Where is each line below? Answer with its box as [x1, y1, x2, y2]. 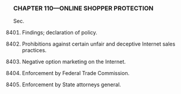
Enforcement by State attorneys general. [21, 81, 122, 88]
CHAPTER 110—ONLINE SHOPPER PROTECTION [13, 4, 154, 12]
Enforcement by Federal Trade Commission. [21, 70, 130, 77]
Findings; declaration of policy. [21, 29, 98, 36]
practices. [21, 47, 47, 54]
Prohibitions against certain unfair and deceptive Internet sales [21, 40, 176, 48]
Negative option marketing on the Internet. [21, 58, 126, 66]
